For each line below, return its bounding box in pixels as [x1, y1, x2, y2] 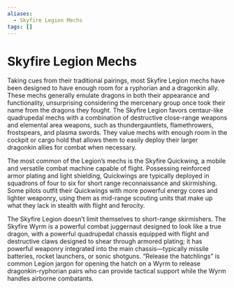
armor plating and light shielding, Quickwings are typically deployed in [7, 172, 210, 180]
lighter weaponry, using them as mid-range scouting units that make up [7, 194, 213, 203]
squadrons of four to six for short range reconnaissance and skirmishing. [7, 179, 218, 187]
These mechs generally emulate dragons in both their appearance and [7, 92, 210, 100]
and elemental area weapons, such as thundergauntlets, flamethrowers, [7, 121, 214, 129]
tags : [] [7, 23, 33, 30]
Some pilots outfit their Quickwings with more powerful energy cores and [7, 187, 218, 195]
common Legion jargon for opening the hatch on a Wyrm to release [7, 259, 201, 268]
